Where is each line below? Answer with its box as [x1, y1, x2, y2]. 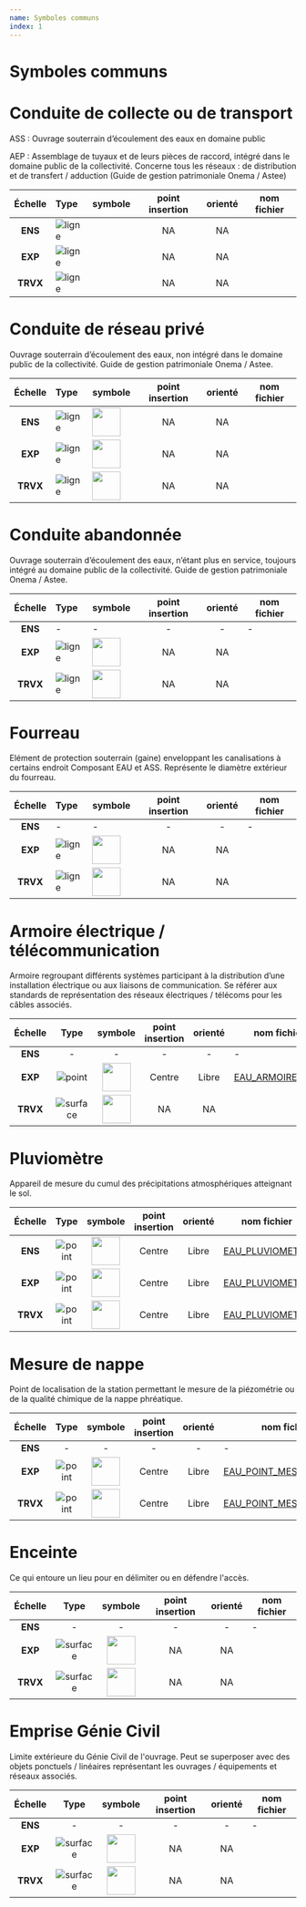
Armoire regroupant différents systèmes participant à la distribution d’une [9, 970, 285, 981]
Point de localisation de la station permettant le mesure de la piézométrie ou [9, 1384, 295, 1395]
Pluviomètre [9, 1148, 104, 1169]
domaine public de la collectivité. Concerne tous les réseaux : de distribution [9, 160, 297, 171]
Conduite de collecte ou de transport [9, 102, 293, 123]
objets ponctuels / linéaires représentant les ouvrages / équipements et [9, 1761, 278, 1772]
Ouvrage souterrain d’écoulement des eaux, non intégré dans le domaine [9, 348, 283, 360]
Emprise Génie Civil [9, 1721, 161, 1742]
